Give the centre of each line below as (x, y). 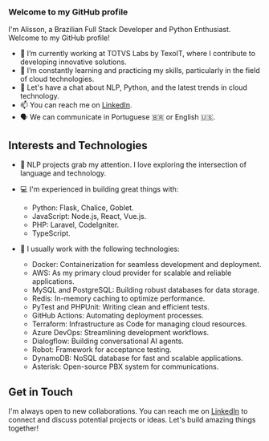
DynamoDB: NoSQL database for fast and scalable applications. (137, 358)
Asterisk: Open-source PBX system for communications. (125, 366)
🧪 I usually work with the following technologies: (100, 249)
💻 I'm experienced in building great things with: (99, 189)
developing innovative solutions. (73, 62)
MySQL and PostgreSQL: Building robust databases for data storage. (145, 290)
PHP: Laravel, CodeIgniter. (75, 225)
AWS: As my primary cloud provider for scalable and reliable (132, 273)
